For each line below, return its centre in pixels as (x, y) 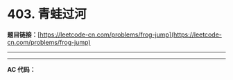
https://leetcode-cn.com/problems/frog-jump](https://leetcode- (131, 34)
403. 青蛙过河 (47, 14)
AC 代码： (21, 69)
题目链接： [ (24, 34)
